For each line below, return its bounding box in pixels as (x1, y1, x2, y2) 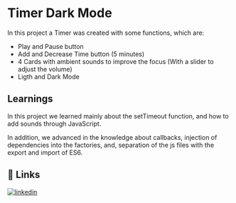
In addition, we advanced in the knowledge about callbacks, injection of (7, 133, 218, 141)
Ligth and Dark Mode (17, 72, 80, 81)
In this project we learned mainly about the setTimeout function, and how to (7, 111, 229, 120)
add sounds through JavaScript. (7, 119, 102, 128)
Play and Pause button (17, 42, 84, 50)
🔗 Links (7, 169, 41, 181)
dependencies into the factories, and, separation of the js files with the (7, 141, 215, 149)
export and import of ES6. (7, 148, 83, 157)
